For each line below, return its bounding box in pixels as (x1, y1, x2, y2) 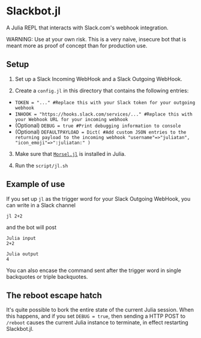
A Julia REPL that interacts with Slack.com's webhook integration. (6, 24, 169, 31)
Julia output (6, 251, 39, 257)
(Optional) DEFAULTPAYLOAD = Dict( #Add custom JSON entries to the (14, 128, 187, 135)
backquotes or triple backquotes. (6, 273, 88, 280)
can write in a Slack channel (6, 201, 76, 209)
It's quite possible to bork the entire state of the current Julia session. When (6, 306, 194, 313)
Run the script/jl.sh (14, 162, 68, 169)
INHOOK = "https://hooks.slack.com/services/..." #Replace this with (14, 111, 193, 117)
